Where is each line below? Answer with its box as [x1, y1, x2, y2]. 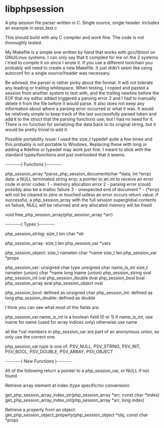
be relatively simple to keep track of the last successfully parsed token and [5, 111, 157, 116]
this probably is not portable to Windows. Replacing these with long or [5, 141, 147, 147]
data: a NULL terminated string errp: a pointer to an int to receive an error [5, 176, 154, 182]
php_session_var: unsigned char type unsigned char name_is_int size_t [5, 264, 148, 270]
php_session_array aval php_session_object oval [5, 280, 103, 286]
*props [5, 255, 19, 261]
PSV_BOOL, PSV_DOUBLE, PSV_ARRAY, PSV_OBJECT [5, 348, 113, 354]
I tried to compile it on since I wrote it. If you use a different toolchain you [5, 59, 153, 65]
